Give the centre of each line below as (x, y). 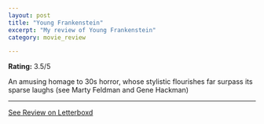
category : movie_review (47, 37)
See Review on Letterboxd (51, 113)
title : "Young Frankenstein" (56, 23)
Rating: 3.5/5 (29, 67)
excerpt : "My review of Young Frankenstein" (82, 30)
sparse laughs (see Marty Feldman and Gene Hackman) (99, 90)
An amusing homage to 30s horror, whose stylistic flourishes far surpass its (130, 82)
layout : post (29, 15)
